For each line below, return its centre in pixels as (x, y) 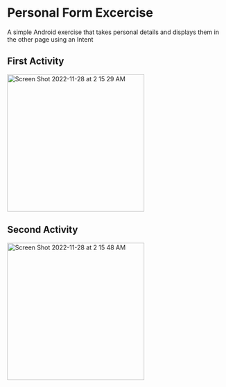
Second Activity (43, 230)
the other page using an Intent (50, 39)
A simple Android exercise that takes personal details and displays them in (113, 32)
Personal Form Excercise (80, 13)
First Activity (36, 61)
